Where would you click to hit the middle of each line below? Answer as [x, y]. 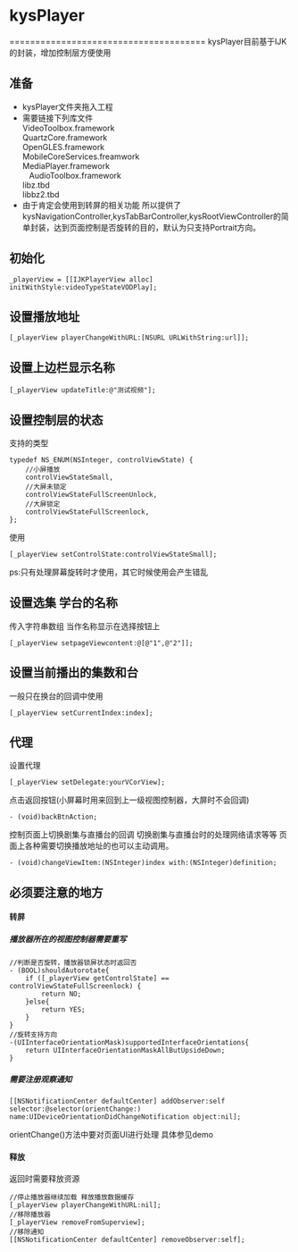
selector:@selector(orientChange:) [75, 1109]
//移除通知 [27, 1231]
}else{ [37, 1002]
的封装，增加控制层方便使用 [60, 52]
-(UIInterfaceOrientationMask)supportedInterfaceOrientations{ [129, 1043]
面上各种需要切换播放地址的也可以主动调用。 [91, 846]
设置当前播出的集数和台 [74, 672]
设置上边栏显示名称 [62, 367]
